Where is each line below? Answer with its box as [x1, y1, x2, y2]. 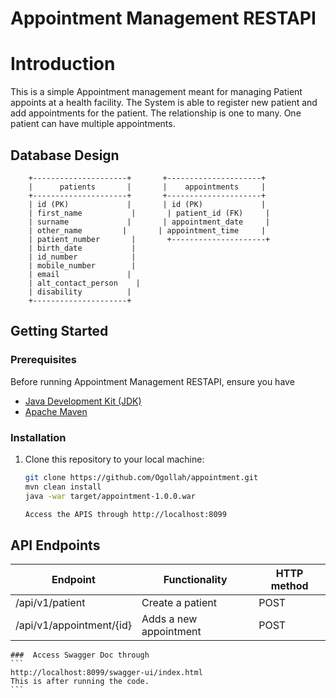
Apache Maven [24, 405, 88, 417]
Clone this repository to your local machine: [24, 453, 205, 465]
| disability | [28, 287, 132, 297]
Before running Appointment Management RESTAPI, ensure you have [10, 375, 295, 387]
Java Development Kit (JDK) [24, 395, 142, 407]
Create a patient [141, 596, 217, 610]
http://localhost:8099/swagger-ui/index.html [10, 668, 203, 678]
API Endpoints [10, 537, 101, 554]
